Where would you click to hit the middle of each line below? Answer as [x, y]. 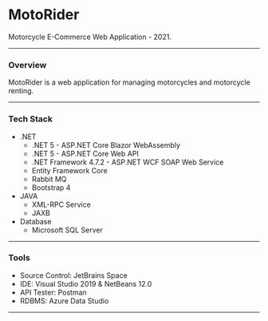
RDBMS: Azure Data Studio [64, 300]
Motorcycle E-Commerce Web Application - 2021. [90, 37]
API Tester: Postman [53, 292]
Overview [28, 65]
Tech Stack [31, 119]
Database [35, 221]
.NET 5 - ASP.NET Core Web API [85, 153]
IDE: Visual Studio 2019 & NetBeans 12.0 [86, 283]
